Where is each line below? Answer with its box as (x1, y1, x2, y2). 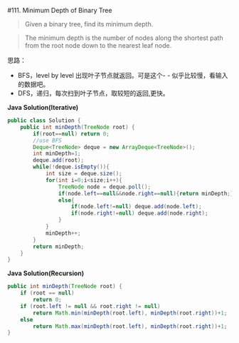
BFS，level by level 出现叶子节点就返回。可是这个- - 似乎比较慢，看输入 (17, 71, 228, 79)
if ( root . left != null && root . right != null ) (20, 302, 161, 309)
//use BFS (33, 137, 62, 144)
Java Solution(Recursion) (7, 269, 85, 277)
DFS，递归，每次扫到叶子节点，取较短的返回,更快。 (17, 89, 169, 97)
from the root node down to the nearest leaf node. (24, 41, 172, 49)
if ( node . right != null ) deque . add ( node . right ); (70, 210, 208, 217)
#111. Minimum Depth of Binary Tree (7, 6, 112, 14)
